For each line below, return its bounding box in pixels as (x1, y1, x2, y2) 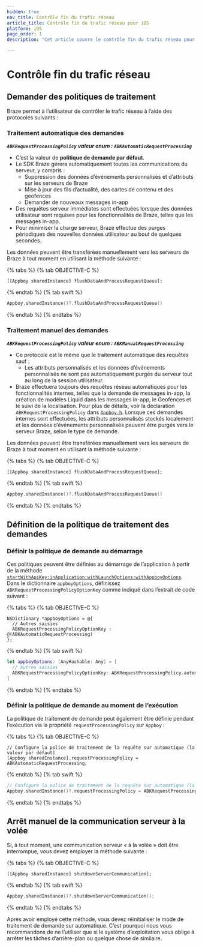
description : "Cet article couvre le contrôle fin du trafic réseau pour (7, 37, 195, 43)
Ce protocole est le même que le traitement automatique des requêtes (15, 352, 189, 359)
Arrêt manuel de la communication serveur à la (7, 816, 185, 826)
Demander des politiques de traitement (7, 91, 156, 102)
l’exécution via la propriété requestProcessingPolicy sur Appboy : (7, 721, 165, 728)
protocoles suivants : (7, 114, 59, 121)
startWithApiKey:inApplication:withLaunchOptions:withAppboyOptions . (7, 574, 183, 581)
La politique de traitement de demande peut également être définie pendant (7, 715, 194, 722)
